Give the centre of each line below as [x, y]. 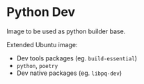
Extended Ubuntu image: [42, 44]
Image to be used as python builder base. [66, 31]
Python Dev [41, 12]
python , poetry [37, 65]
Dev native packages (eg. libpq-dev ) [69, 73]
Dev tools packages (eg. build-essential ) [77, 58]
